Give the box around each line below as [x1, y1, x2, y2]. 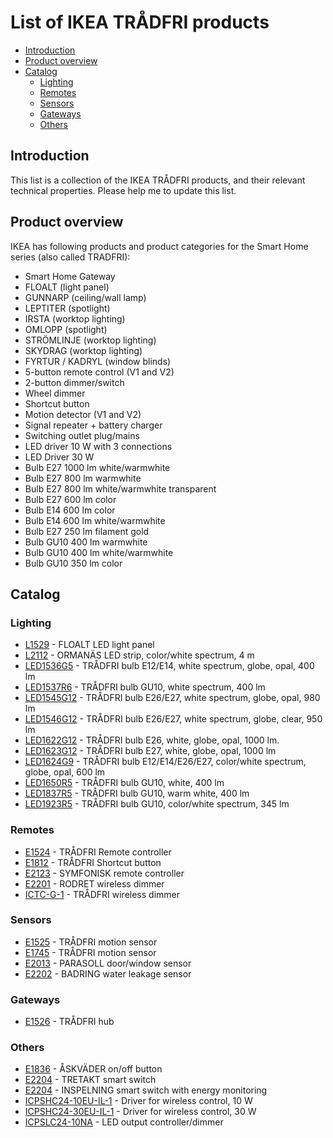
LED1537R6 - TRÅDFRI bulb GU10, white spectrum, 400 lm [24, 681, 266, 693]
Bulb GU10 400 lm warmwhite [24, 536, 148, 548]
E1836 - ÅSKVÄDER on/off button [24, 1063, 163, 1075]
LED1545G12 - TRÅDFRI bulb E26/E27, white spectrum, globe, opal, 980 [24, 692, 321, 704]
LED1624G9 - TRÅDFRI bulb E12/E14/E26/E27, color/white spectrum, [24, 756, 307, 768]
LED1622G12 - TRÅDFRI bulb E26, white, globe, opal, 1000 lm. [24, 734, 280, 746]
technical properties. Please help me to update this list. [10, 184, 237, 196]
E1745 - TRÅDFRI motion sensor [24, 946, 157, 958]
